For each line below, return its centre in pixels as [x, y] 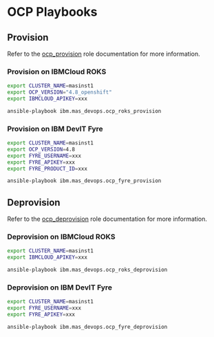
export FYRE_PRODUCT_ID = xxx [47, 168]
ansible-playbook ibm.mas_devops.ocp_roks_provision [84, 111]
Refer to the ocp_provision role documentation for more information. [104, 54]
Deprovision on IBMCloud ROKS [61, 237]
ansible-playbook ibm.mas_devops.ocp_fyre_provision [84, 181]
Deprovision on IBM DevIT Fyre [60, 287]
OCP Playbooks [52, 12]
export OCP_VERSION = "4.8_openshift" [60, 93]
